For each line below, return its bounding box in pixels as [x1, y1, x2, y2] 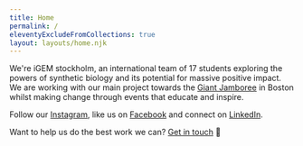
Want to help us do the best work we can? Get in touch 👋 [9, 127, 222, 138]
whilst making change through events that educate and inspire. [9, 92, 244, 103]
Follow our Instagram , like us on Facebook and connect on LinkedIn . [9, 109, 264, 120]
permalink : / [9, 22, 59, 31]
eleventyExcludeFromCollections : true [9, 30, 156, 39]
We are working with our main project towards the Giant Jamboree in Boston [9, 82, 294, 93]
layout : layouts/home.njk [9, 38, 107, 48]
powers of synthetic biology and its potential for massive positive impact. [9, 73, 282, 84]
